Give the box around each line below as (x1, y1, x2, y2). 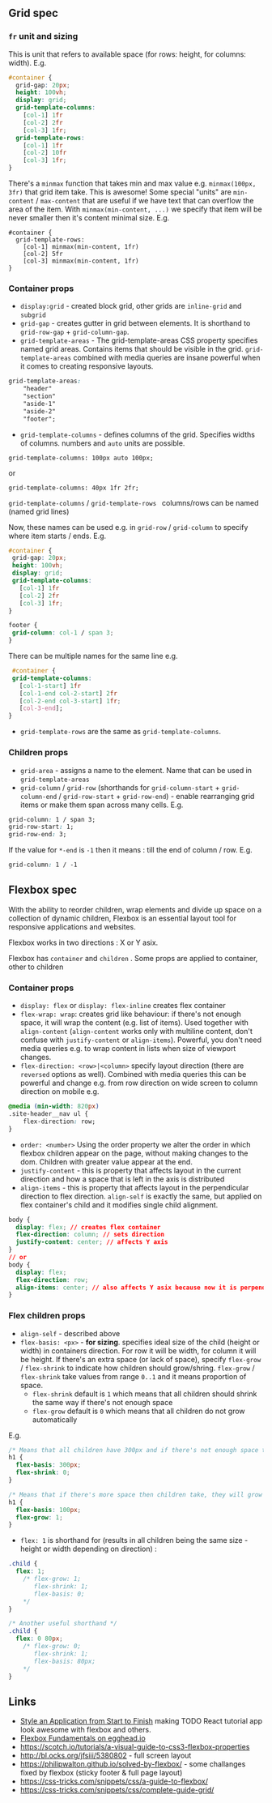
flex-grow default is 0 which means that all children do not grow (32, 1406, 245, 1416)
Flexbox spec (8, 883, 78, 897)
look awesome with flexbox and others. (19, 1725, 151, 1735)
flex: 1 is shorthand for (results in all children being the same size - (19, 1536, 249, 1545)
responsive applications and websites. (8, 921, 136, 931)
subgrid (19, 311, 46, 319)
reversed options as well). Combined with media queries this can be (19, 1070, 247, 1079)
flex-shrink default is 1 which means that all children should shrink (32, 1389, 257, 1399)
